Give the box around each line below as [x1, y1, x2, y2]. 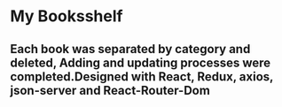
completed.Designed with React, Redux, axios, [10, 69, 274, 84]
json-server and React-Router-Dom [10, 82, 211, 98]
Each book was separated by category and [10, 42, 251, 57]
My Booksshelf [10, 6, 123, 27]
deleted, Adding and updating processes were [10, 55, 271, 70]
